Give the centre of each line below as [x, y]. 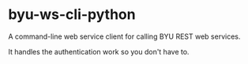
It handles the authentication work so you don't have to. [99, 51]
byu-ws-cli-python [72, 15]
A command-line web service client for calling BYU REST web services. [124, 36]
